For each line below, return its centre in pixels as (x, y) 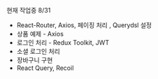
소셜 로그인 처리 (38, 51)
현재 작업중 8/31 (29, 10)
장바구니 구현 (35, 60)
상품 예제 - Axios (40, 34)
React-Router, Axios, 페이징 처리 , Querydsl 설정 (84, 25)
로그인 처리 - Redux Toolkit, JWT (63, 43)
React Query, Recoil (45, 68)
